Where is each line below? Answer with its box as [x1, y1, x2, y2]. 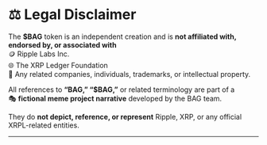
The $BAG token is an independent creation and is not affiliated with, [8, 32, 237, 41]
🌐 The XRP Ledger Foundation [8, 60, 109, 70]
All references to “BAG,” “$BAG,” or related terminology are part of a [8, 85, 235, 94]
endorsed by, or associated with [8, 40, 117, 49]
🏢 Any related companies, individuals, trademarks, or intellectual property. [8, 69, 251, 78]
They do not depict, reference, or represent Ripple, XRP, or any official [8, 112, 242, 121]
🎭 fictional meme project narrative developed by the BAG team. [8, 93, 222, 103]
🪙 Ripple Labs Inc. [8, 49, 70, 59]
